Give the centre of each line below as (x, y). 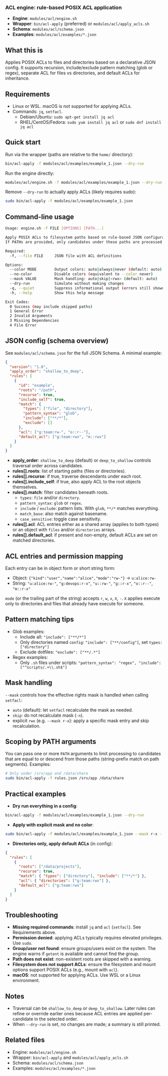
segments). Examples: (28, 764)
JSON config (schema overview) (57, 341)
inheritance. (17, 78)
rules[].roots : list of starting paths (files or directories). (69, 471)
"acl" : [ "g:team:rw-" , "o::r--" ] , (54, 432)
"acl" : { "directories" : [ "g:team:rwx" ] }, (64, 881)
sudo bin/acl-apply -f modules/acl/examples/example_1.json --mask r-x (81, 834)
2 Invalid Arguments (31, 316)
